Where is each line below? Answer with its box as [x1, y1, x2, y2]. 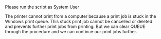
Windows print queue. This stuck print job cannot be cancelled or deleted [5, 19, 152, 24]
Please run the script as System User [5, 4, 79, 10]
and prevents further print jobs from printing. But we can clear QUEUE [5, 24, 145, 29]
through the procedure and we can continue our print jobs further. [5, 29, 138, 34]
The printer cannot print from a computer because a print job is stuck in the [5, 13, 157, 19]
